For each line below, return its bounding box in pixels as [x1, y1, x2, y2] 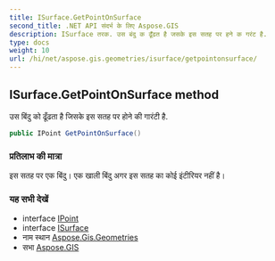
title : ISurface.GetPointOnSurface [9, 12, 142, 22]
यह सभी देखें [9, 192, 49, 205]
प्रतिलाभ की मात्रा [9, 150, 62, 162]
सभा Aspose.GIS [21, 242, 79, 253]
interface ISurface [21, 223, 89, 233]
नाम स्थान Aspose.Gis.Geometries [21, 232, 138, 243]
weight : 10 [9, 46, 50, 55]
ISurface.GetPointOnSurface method [9, 87, 220, 102]
